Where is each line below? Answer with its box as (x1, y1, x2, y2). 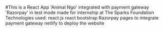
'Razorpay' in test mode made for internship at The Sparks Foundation (5, 9, 154, 15)
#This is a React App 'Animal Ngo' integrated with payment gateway (5, 4, 149, 10)
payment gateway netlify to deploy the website (5, 20, 104, 26)
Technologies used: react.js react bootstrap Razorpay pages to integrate (5, 15, 159, 20)
